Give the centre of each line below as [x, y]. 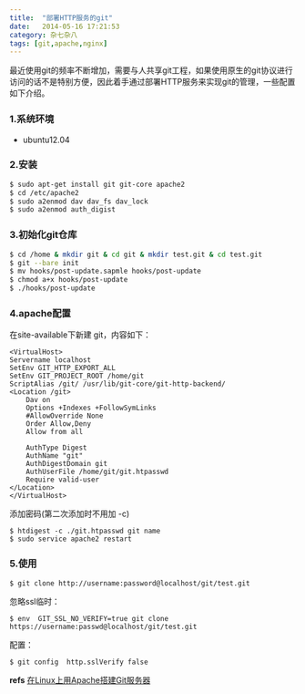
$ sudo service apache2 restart [71, 539]
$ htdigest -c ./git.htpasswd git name [85, 531]
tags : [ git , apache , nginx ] [58, 43]
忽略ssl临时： [35, 601]
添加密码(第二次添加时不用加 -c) [70, 514]
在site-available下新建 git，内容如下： [81, 335]
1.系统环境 [32, 119]
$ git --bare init [44, 263]
